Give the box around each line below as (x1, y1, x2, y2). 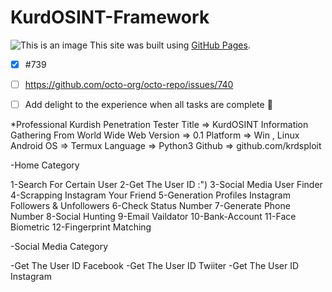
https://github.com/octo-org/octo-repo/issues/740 (24, 79, 234, 90)
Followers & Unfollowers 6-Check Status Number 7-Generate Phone (10, 200, 291, 212)
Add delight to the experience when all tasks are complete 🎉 (24, 99, 273, 111)
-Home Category (10, 159, 80, 171)
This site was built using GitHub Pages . (89, 39, 251, 51)
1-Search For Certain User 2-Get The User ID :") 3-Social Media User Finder (10, 179, 323, 191)
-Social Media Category (10, 241, 108, 253)
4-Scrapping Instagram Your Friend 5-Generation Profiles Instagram (10, 189, 291, 201)
